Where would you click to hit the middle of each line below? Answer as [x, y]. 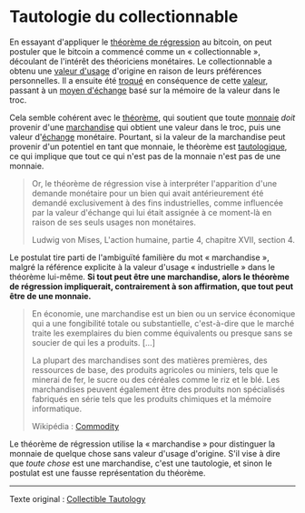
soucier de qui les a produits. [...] [93, 342]
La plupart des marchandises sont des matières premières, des [149, 360]
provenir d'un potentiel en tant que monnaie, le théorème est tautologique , [148, 146]
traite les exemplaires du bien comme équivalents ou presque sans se [162, 333]
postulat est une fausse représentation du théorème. [108, 473]
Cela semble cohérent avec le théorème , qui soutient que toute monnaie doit [152, 117]
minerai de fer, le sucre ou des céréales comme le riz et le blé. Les [156, 379]
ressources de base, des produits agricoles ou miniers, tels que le [155, 369]
